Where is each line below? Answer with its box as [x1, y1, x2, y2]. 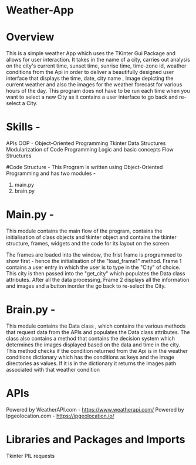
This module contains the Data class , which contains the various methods [6, 322, 186, 329]
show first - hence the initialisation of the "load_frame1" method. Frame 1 [6, 258, 182, 264]
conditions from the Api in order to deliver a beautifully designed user [6, 69, 174, 76]
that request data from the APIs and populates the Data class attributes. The [6, 328, 190, 335]
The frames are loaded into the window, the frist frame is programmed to [6, 251, 183, 258]
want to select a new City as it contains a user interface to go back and [6, 93, 178, 100]
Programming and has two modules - [6, 170, 96, 177]
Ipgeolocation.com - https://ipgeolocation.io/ [6, 412, 114, 419]
